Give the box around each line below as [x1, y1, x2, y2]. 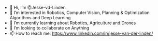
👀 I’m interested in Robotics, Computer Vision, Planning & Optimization [9, 10, 150, 15]
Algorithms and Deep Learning [9, 15, 71, 20]
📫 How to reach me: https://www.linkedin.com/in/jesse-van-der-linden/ [9, 30, 153, 36]
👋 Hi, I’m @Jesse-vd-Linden [9, 5, 66, 10]
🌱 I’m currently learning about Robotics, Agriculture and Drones [9, 20, 136, 26]
